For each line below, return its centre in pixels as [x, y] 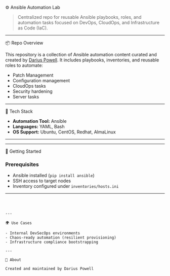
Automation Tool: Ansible [39, 121]
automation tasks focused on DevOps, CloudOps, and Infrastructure [89, 23]
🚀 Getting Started [23, 151]
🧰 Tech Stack [19, 111]
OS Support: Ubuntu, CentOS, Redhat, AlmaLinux [64, 132]
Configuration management [41, 80]
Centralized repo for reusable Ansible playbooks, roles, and [79, 17]
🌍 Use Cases [18, 223]
